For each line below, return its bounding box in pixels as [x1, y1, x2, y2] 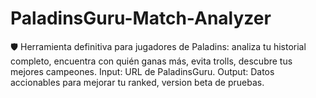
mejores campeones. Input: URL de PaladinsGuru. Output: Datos [10, 65, 275, 77]
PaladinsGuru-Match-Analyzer [10, 7, 272, 30]
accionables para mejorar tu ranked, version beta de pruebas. [10, 76, 265, 88]
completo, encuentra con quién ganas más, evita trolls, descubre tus [10, 55, 293, 67]
